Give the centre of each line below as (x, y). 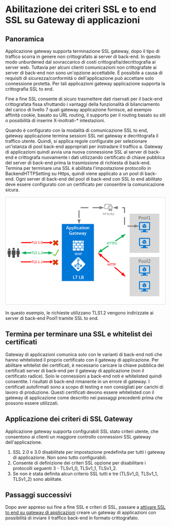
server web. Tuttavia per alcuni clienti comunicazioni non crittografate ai (81, 67)
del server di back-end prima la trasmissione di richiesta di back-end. (78, 163)
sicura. (12, 190)
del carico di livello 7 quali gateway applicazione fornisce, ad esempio (78, 110)
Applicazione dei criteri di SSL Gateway (69, 419)
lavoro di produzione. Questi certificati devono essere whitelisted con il (80, 392)
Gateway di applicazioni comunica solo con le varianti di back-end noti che (84, 354)
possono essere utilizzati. (32, 403)
